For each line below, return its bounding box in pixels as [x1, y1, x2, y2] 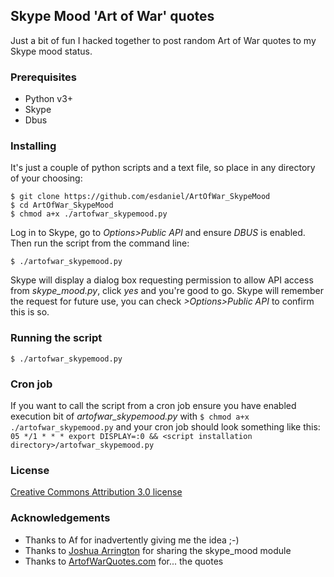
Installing [10, 139, 57, 153]
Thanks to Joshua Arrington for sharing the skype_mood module [24, 544, 292, 556]
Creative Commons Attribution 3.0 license [10, 486, 183, 498]
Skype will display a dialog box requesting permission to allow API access [10, 274, 314, 286]
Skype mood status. [10, 45, 93, 57]
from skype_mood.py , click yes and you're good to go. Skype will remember [10, 285, 325, 297]
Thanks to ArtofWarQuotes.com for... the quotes [24, 555, 224, 567]
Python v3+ [24, 93, 74, 105]
